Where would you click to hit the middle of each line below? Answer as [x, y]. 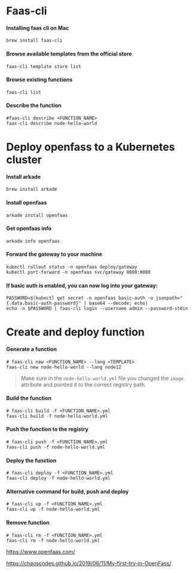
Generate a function [32, 349]
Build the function [29, 398]
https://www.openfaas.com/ [41, 551]
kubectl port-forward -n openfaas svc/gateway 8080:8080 [78, 272]
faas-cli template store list [44, 66]
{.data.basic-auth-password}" [44, 303]
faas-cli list [24, 92]
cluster [24, 160]
